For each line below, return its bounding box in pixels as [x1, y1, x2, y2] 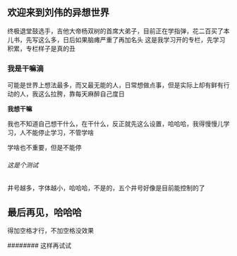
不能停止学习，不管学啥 [25, 129, 94, 137]
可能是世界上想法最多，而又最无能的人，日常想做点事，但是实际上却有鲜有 [7, 81, 224, 89]
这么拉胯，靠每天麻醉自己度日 [37, 90, 125, 98]
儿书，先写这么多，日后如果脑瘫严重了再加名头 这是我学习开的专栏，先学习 [7, 35, 226, 44]
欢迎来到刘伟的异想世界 [7, 6, 109, 19]
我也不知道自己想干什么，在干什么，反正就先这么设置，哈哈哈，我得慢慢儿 [7, 120, 224, 128]
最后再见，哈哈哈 [7, 206, 82, 218]
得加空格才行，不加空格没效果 [7, 226, 94, 235]
